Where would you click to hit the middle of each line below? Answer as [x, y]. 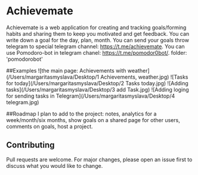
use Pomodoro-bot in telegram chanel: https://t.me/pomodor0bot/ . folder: [97, 52]
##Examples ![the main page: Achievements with [66, 70]
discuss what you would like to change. [55, 165]
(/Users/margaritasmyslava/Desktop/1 [53, 77]
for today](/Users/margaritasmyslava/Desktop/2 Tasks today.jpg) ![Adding [98, 83]
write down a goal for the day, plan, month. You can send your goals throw [98, 40]
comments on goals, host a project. [50, 126]
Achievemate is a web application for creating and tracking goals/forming [96, 27]
